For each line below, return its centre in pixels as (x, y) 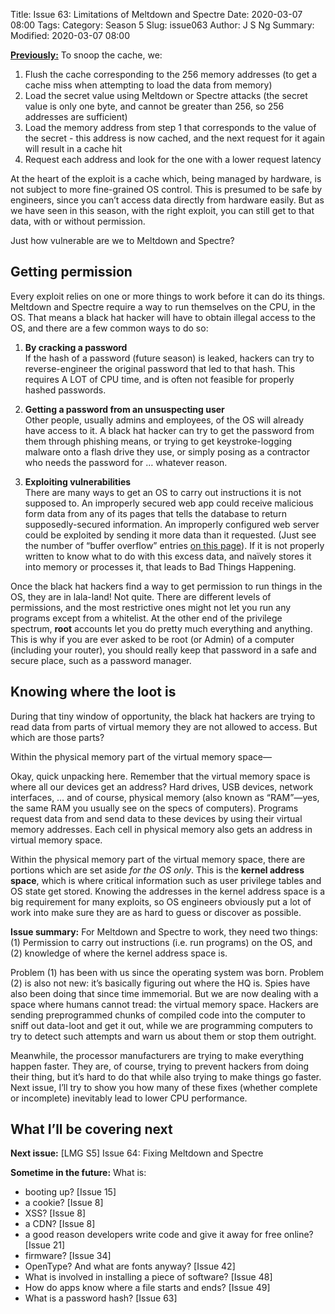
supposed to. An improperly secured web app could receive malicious (169, 503)
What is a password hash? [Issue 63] (101, 1298)
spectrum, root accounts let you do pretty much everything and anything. (161, 628)
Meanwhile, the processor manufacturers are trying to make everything (157, 1055)
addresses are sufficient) (76, 117)
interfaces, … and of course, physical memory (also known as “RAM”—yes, (165, 797)
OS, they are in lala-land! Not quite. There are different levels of (141, 596)
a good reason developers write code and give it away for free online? (169, 1235)
